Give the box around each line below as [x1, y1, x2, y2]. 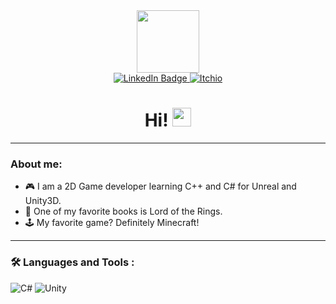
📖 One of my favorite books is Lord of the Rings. [24, 205, 223, 218]
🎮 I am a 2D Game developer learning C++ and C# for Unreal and [24, 180, 297, 193]
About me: [10, 157, 63, 171]
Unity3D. [24, 195, 62, 207]
